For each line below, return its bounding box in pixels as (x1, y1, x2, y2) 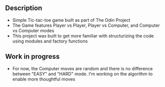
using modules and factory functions (12, 38, 88, 44)
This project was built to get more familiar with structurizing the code (12, 33, 154, 39)
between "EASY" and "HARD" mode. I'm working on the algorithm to (12, 71, 153, 77)
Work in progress (5, 52, 60, 61)
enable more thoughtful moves (12, 76, 76, 82)
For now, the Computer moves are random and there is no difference (12, 65, 153, 71)
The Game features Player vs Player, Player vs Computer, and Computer (12, 22, 160, 28)
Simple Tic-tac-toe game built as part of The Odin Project (12, 17, 131, 23)
